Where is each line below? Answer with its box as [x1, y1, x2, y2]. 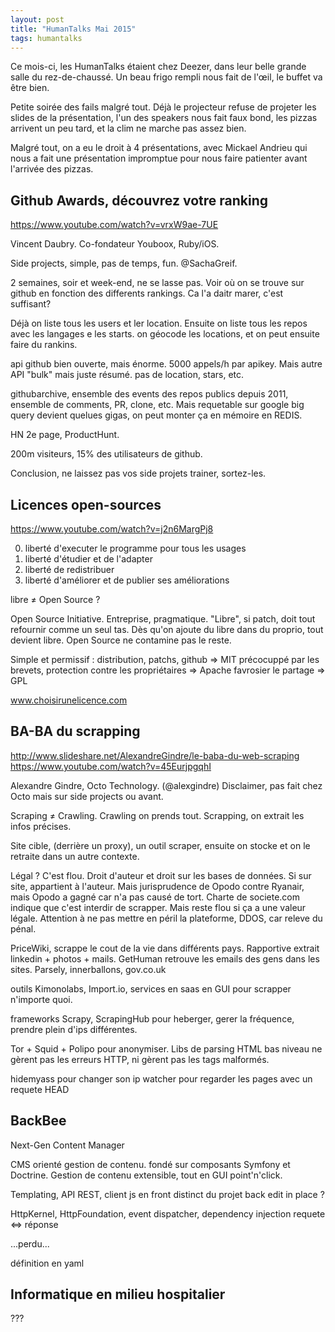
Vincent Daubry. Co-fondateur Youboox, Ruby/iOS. [10, 238, 220, 250]
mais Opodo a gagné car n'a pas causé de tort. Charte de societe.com [10, 891, 301, 903]
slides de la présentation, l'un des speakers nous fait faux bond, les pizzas [10, 112, 318, 124]
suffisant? [10, 298, 52, 310]
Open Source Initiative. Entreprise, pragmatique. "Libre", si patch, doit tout [10, 613, 316, 625]
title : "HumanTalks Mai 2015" [10, 24, 137, 34]
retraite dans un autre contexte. [10, 850, 140, 862]
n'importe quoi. [10, 993, 73, 1005]
